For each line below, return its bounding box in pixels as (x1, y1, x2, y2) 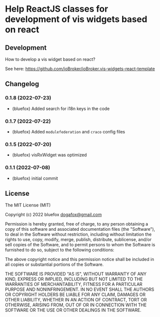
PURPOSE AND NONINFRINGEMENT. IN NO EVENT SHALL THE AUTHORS (5, 286, 155, 293)
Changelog (5, 80, 39, 88)
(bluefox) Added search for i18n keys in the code (12, 106, 110, 112)
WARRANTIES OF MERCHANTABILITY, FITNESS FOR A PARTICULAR (5, 281, 142, 287)
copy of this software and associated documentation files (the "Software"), (5, 226, 156, 232)
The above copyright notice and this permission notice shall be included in (5, 257, 154, 262)
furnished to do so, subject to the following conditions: (5, 247, 114, 253)
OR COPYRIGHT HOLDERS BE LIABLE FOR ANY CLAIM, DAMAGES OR (5, 292, 146, 298)
